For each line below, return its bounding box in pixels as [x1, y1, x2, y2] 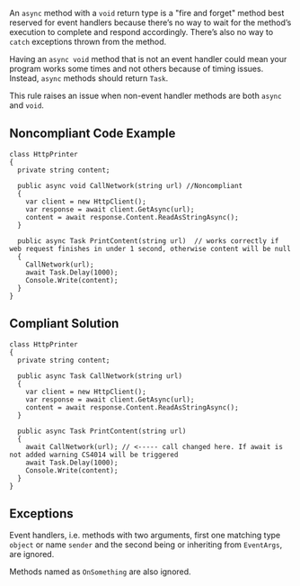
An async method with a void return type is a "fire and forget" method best [9, 8, 285, 18]
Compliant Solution [9, 316, 119, 331]
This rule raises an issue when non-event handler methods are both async [9, 90, 282, 101]
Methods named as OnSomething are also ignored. [9, 566, 191, 577]
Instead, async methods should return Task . [9, 73, 169, 84]
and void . [9, 100, 45, 111]
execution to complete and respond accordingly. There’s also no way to [9, 27, 274, 37]
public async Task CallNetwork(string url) [17, 371, 182, 381]
